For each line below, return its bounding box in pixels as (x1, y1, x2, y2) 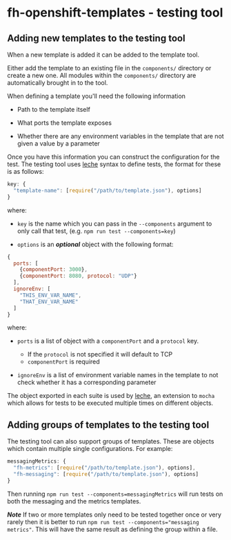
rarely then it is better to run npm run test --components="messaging (7, 517, 199, 526)
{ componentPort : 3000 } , (19, 266, 88, 273)
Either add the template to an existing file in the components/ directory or (7, 64, 212, 72)
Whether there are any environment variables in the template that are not (17, 132, 224, 140)
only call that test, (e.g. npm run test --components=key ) (17, 226, 176, 235)
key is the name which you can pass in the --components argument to (17, 219, 212, 228)
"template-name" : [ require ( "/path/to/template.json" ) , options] (13, 187, 202, 194)
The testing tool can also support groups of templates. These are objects (7, 437, 214, 446)
